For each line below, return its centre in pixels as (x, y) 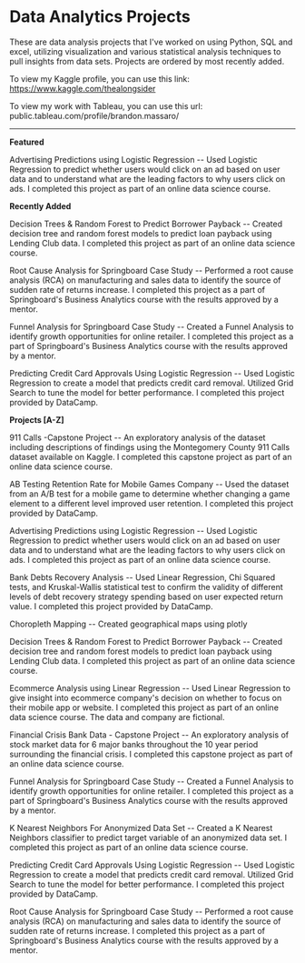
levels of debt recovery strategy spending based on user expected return (147, 597)
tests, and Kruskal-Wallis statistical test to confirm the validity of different (146, 587)
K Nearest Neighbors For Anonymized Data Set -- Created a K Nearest (141, 828)
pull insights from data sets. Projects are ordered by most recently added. (147, 61)
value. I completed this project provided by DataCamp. (111, 606)
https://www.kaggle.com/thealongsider (83, 88)
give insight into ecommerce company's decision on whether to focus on (146, 697)
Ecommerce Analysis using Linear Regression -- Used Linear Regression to (150, 687)
